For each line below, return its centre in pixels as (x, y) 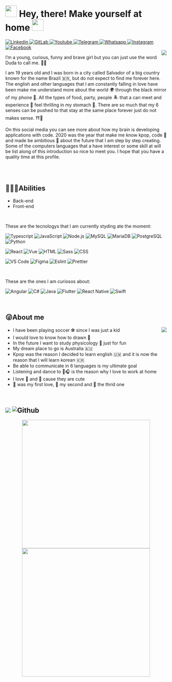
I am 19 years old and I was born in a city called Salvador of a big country (83, 72)
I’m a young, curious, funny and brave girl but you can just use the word (81, 57)
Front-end (23, 206)
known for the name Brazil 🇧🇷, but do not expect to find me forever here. (83, 78)
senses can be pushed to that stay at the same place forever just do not (81, 110)
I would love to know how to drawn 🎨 (51, 337)
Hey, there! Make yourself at (80, 14)
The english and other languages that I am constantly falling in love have (82, 84)
